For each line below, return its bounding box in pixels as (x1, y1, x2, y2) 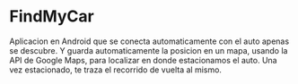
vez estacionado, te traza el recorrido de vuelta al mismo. (9, 64, 223, 75)
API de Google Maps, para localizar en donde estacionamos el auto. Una (9, 55, 277, 65)
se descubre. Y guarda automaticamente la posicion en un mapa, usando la (9, 45, 288, 55)
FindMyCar (9, 6, 94, 27)
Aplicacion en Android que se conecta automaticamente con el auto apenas (9, 36, 290, 46)
